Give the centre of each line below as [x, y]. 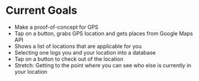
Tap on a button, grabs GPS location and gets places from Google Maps [104, 33]
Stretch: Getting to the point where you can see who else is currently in [103, 65]
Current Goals [42, 10]
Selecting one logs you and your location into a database [85, 52]
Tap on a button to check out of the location [69, 59]
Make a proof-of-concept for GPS [56, 27]
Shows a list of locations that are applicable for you [78, 46]
